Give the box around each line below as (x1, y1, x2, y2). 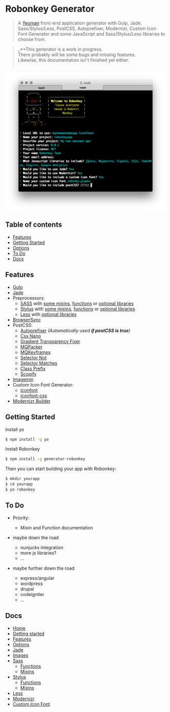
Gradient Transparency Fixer (20, 338, 80, 345)
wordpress (20, 580, 43, 586)
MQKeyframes (20, 349, 51, 355)
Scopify (20, 371, 37, 377)
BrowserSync (12, 316, 41, 323)
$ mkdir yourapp (5, 476, 40, 481)
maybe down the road (12, 534, 59, 541)
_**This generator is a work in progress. (17, 46, 103, 52)
